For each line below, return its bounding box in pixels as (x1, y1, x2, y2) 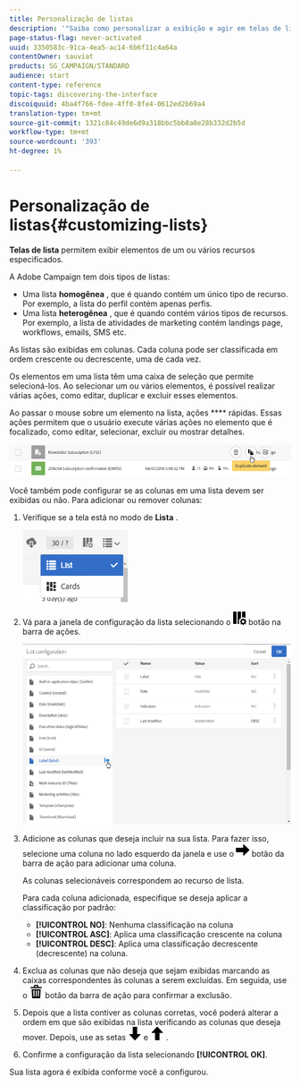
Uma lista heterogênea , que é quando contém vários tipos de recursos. (21, 307, 288, 318)
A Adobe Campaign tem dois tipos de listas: (9, 271, 171, 282)
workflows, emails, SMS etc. (21, 327, 127, 338)
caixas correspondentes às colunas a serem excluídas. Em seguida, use (21, 974, 287, 985)
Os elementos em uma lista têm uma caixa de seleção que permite (9, 371, 254, 381)
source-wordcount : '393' (9, 137, 102, 147)
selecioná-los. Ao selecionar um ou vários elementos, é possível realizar (9, 381, 275, 391)
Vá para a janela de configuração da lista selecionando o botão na (21, 616, 281, 627)
